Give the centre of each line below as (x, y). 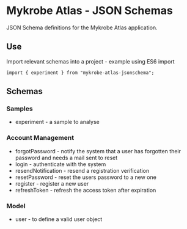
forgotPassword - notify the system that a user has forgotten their (98, 151)
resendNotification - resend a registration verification (82, 170)
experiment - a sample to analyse (57, 122)
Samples (20, 109)
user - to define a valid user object (59, 219)
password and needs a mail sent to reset (66, 158)
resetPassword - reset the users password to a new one (86, 177)
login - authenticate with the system (61, 164)
